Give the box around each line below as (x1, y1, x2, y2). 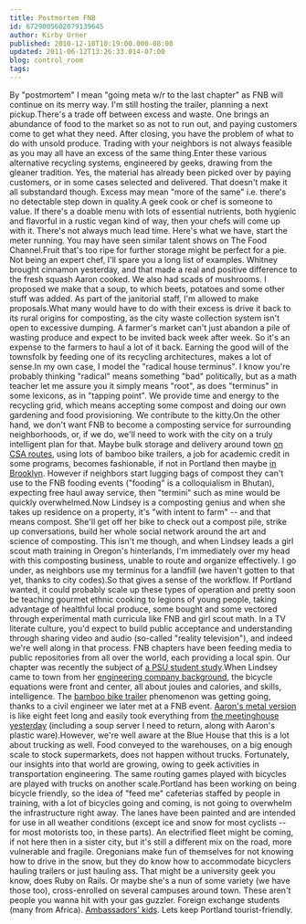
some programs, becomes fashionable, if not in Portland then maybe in (9, 457, 277, 468)
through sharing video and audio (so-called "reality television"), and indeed (9, 632, 293, 644)
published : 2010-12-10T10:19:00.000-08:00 (9, 38, 174, 48)
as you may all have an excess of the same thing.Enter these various (9, 147, 268, 158)
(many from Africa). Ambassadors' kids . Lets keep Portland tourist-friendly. (9, 904, 293, 915)
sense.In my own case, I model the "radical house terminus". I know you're (9, 361, 290, 372)
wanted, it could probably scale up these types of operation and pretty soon (9, 583, 297, 594)
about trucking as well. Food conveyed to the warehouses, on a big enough (9, 739, 293, 750)
